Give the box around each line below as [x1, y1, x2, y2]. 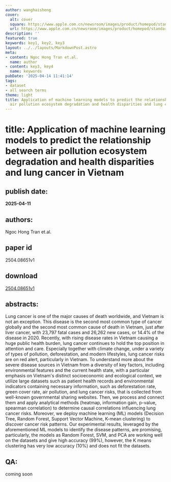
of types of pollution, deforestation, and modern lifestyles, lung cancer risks [5, 351, 164, 357]
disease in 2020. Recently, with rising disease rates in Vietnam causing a [5, 335, 158, 341]
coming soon [5, 471, 33, 477]
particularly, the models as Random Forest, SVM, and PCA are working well [5, 432, 163, 438]
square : [10, 21, 26, 27]
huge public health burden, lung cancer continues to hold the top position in [5, 340, 164, 346]
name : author [10, 59, 38, 65]
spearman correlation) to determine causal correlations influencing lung [5, 405, 156, 411]
